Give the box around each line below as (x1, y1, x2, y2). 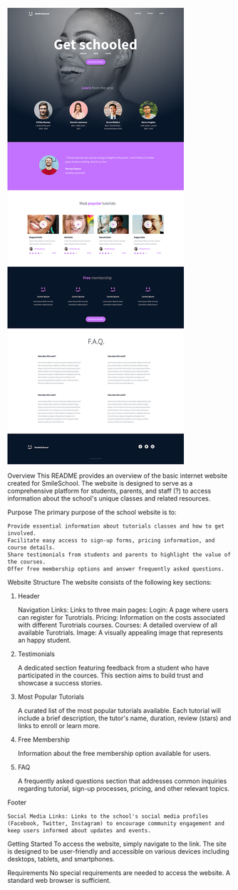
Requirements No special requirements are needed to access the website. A (7, 869, 230, 877)
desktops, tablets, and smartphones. (7, 855, 115, 863)
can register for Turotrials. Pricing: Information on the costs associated (17, 613, 226, 621)
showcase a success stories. (17, 679, 103, 687)
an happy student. (17, 636, 71, 644)
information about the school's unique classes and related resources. (7, 494, 211, 503)
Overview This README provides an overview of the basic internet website (7, 471, 228, 480)
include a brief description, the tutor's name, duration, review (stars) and (17, 714, 232, 722)
